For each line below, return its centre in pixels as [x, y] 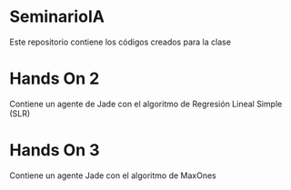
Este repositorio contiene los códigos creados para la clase [120, 42]
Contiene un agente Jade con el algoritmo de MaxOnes [113, 175]
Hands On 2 [55, 79]
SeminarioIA [57, 17]
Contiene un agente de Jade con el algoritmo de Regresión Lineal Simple [146, 104]
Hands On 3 [55, 150]
